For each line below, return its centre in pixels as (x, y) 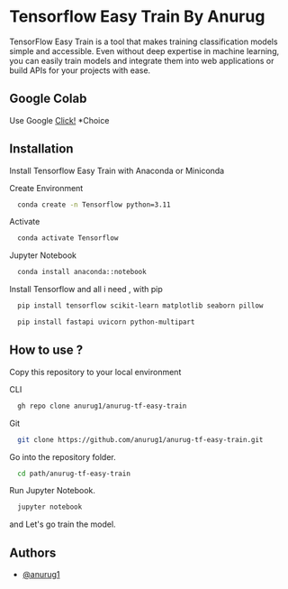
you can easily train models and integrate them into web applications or (142, 60)
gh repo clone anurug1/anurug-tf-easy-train (102, 406)
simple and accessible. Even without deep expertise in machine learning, (144, 51)
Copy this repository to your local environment (95, 372)
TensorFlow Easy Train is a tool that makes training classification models (144, 41)
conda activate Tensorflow (68, 238)
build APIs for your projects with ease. (80, 70)
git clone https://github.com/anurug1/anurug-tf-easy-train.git (140, 439)
